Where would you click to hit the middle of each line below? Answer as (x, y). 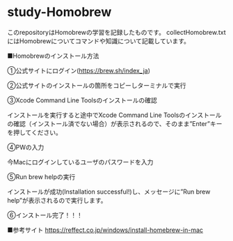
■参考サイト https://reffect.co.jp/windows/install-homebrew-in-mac (105, 230)
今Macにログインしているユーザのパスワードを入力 (80, 162)
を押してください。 (35, 132)
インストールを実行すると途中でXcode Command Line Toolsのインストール (114, 115)
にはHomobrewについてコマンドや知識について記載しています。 (98, 41)
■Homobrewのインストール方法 (53, 56)
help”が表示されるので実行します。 (57, 200)
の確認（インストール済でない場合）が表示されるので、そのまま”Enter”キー (115, 123)
